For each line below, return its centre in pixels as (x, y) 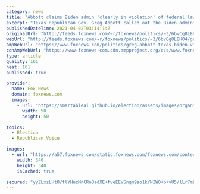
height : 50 (35, 117)
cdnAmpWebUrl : (24, 51)
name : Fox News (30, 89)
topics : (16, 127)
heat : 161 (18, 67)
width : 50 (34, 111)
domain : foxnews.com (37, 95)
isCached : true (36, 171)
